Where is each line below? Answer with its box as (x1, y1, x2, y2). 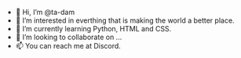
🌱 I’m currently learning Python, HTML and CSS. (15, 24, 172, 33)
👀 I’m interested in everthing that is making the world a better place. (15, 16, 235, 25)
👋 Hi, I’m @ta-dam (15, 8, 75, 16)
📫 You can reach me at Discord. (15, 42, 122, 50)
